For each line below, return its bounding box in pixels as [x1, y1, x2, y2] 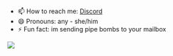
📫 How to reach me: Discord [17, 7, 103, 15]
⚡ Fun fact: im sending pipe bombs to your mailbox [17, 25, 167, 33]
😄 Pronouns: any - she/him [17, 17, 99, 25]
